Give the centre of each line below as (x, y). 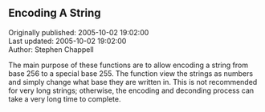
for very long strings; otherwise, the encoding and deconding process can (131, 90)
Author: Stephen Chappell (51, 49)
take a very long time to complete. (65, 98)
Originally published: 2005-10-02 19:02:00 (79, 32)
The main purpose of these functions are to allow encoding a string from (128, 65)
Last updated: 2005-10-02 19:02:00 (67, 41)
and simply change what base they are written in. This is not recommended (133, 82)
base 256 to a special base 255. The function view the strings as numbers (131, 73)
